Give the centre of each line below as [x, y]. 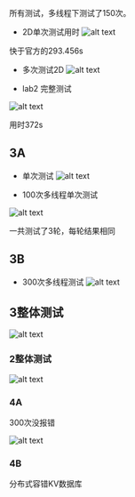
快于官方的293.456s [47, 51]
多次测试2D [43, 70]
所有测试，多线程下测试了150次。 [70, 13]
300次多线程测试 [53, 282]
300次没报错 [32, 423]
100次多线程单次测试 [60, 195]
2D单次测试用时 [51, 32]
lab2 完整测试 [47, 88]
